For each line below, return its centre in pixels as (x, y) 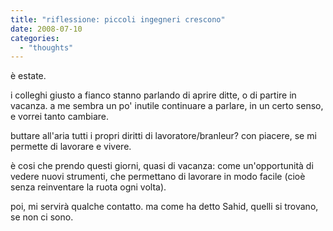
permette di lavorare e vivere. (71, 147)
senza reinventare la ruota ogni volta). (88, 187)
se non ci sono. (42, 217)
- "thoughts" (46, 47)
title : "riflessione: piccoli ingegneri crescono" (118, 19)
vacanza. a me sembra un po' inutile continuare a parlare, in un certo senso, (167, 106)
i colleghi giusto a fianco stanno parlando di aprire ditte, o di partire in (153, 95)
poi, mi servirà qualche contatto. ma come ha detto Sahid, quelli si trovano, (164, 207)
